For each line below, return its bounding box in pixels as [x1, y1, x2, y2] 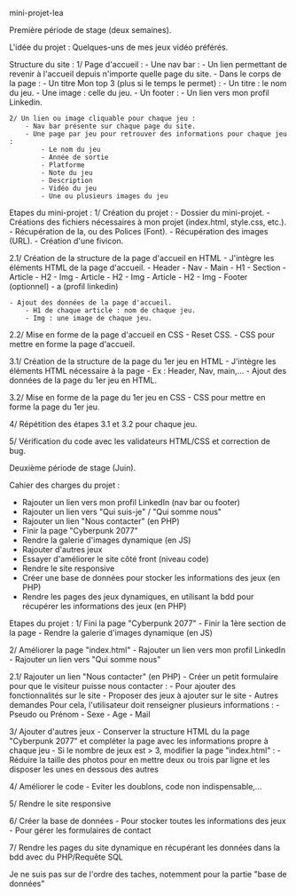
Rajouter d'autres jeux [21, 544, 103, 554]
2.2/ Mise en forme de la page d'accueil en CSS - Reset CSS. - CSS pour [9, 329, 276, 340]
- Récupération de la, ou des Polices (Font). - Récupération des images [9, 226, 269, 236]
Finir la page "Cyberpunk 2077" [21, 526, 139, 535]
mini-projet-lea [9, 8, 64, 18]
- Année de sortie [41, 153, 109, 162]
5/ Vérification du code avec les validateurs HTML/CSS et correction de [9, 436, 271, 447]
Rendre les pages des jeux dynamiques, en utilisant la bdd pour [21, 591, 254, 602]
